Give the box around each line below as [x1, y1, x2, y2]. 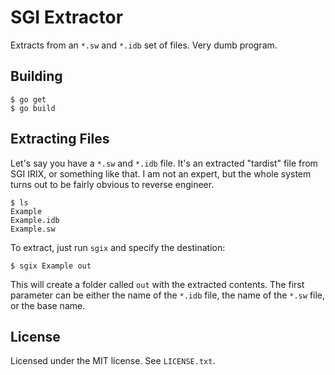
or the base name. [10, 299, 86, 311]
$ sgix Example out [10, 261, 92, 271]
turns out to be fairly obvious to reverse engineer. [10, 178, 215, 190]
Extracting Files [10, 131, 110, 148]
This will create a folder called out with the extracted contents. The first [10, 278, 305, 290]
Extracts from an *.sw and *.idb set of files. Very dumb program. [10, 39, 278, 51]
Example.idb [10, 215, 60, 225]
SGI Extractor [10, 6, 124, 29]
